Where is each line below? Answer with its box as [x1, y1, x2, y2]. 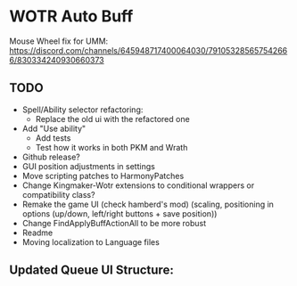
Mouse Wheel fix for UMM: [9, 36, 109, 46]
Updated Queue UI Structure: [9, 263, 174, 278]
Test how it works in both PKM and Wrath [35, 142, 188, 152]
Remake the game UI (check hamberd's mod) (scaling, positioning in [21, 199, 275, 209]
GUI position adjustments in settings [21, 160, 156, 171]
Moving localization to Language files [21, 236, 161, 247]
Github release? [21, 151, 80, 162]
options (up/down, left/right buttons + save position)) [21, 208, 218, 219]
